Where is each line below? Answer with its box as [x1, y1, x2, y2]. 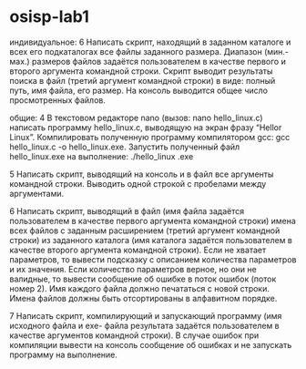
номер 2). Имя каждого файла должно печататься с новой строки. [9, 282, 270, 293]
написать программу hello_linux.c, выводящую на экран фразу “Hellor [9, 121, 282, 133]
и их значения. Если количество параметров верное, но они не [9, 263, 257, 274]
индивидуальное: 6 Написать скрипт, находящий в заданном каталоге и [9, 36, 291, 47]
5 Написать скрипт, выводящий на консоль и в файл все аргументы [9, 169, 274, 179]
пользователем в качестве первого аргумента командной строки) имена [9, 215, 296, 226]
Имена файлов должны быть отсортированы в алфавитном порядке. [9, 292, 278, 303]
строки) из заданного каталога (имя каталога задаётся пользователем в [9, 234, 293, 245]
